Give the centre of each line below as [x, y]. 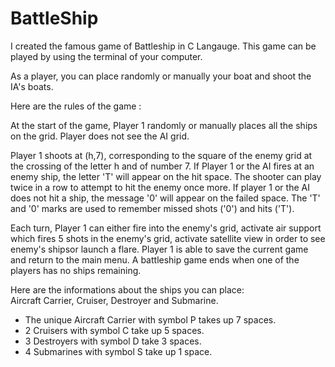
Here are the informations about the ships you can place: [127, 289]
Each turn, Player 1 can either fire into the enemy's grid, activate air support [166, 228]
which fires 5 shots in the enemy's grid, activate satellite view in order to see [168, 238]
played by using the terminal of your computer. [106, 56]
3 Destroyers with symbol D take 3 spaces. [113, 341]
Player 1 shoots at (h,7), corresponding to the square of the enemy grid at [161, 155]
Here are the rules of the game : [76, 106]
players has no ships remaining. [76, 270]
